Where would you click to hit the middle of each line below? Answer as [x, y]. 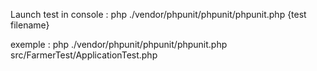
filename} [30, 25]
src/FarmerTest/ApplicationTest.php [84, 55]
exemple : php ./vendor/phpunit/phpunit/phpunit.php [119, 44]
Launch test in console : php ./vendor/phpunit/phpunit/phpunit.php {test [158, 14]
